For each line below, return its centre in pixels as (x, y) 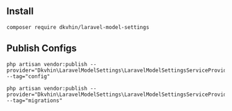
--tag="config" (28, 76)
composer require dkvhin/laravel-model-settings (78, 27)
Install (20, 11)
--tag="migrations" (35, 100)
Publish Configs (42, 49)
